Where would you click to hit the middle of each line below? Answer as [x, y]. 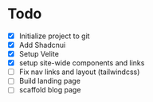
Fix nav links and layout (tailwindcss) [79, 72]
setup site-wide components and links [82, 63]
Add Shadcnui [42, 45]
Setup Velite [39, 54]
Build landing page [50, 81]
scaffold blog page [50, 90]
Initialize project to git [54, 36]
